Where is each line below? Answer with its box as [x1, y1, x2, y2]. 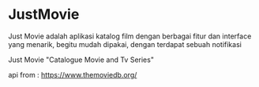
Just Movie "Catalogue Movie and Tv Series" [8, 55, 154, 64]
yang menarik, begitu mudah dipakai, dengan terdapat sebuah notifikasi [8, 39, 242, 49]
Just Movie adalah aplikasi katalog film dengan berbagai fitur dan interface [8, 31, 252, 41]
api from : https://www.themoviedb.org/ [8, 70, 137, 79]
